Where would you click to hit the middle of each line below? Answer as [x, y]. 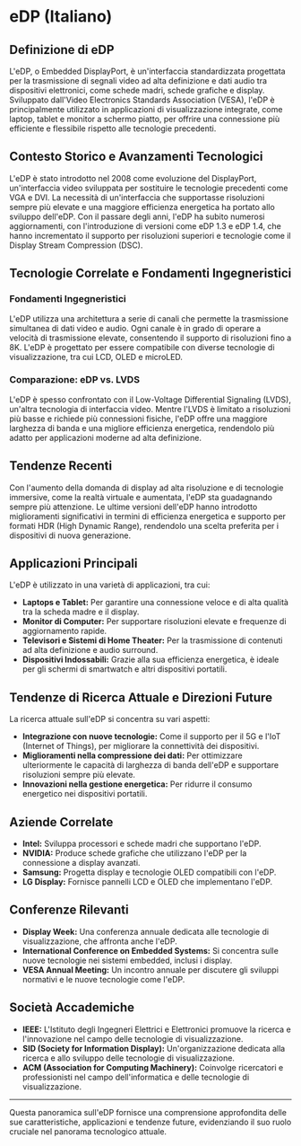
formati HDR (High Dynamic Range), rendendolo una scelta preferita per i [144, 525]
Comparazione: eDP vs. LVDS [75, 380]
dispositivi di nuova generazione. [70, 535]
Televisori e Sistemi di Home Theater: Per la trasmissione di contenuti [152, 640]
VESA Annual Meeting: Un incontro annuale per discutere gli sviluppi [150, 970]
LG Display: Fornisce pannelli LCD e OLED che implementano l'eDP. [147, 882]
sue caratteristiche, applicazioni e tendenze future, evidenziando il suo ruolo [150, 1122]
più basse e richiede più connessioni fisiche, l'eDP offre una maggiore [138, 419]
